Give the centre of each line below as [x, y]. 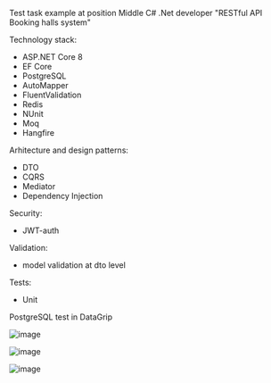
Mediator [39, 186]
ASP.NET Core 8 [52, 57]
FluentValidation [52, 95]
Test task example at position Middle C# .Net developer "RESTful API [136, 13]
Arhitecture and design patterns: [69, 150]
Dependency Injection [62, 196]
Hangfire [38, 133]
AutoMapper [45, 85]
